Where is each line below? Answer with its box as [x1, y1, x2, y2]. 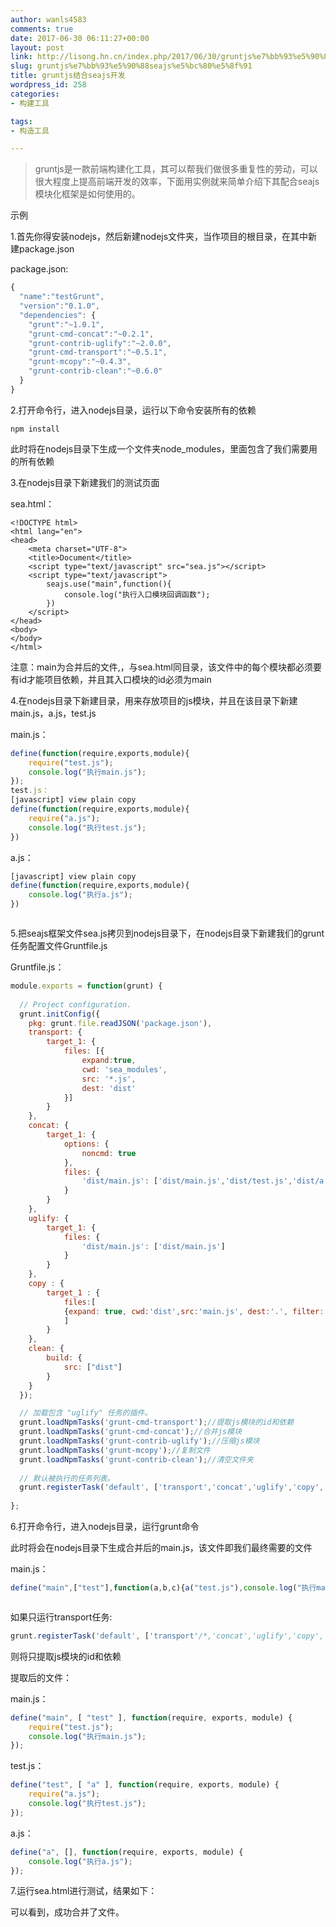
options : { [63, 1139, 110, 1149]
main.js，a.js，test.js [10, 707, 97, 719]
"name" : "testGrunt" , [19, 292, 105, 302]
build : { [46, 1353, 83, 1363]
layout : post [10, 42, 65, 53]
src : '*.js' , [81, 1074, 137, 1084]
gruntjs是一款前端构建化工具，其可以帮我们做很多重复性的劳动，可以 [34, 163, 318, 175]
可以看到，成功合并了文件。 [10, 1906, 125, 1918]
